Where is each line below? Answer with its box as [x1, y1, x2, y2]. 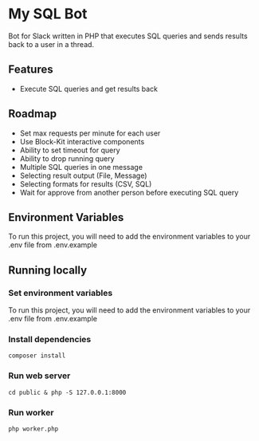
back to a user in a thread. [8, 39, 94, 49]
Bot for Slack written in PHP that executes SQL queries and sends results [8, 31, 249, 41]
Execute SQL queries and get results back [19, 84, 158, 93]
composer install [8, 352, 66, 360]
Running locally [8, 263, 88, 277]
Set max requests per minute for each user [19, 128, 161, 138]
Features [8, 63, 53, 77]
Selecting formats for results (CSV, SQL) [19, 179, 152, 188]
